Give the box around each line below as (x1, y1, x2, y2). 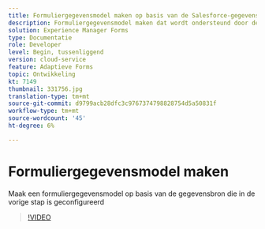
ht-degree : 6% (8, 122, 55, 130)
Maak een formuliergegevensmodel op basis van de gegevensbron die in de (8, 189, 256, 198)
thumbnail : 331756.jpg (8, 84, 83, 93)
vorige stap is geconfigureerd (8, 197, 105, 206)
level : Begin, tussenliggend (8, 48, 104, 56)
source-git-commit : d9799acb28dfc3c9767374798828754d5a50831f (8, 99, 217, 107)
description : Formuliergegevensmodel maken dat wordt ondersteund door (8, 19, 248, 27)
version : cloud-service (8, 56, 87, 64)
